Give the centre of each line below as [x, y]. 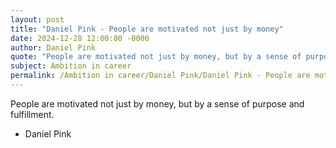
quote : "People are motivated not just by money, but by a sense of [156, 57]
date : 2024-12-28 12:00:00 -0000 [80, 38]
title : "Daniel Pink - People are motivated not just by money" [147, 29]
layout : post [37, 19]
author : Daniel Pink [53, 47]
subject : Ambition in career [71, 66]
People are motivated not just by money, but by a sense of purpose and [157, 103]
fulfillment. [32, 114]
